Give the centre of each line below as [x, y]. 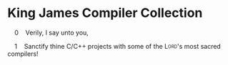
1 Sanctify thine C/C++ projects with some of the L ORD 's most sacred [118, 46]
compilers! [23, 54]
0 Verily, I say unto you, [51, 32]
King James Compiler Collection [105, 13]
